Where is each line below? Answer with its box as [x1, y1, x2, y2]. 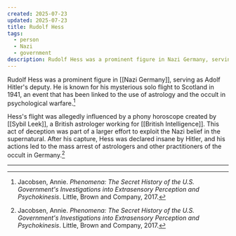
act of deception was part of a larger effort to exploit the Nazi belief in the [7, 127, 221, 136]
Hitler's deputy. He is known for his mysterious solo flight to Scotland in [7, 82, 214, 91]
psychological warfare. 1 [7, 98, 76, 107]
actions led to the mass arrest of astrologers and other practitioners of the [7, 142, 222, 151]
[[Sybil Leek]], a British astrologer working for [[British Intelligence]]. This [7, 120, 220, 129]
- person [13, 37, 39, 44]
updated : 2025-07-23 [7, 17, 68, 24]
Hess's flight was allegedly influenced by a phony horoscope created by [7, 112, 216, 121]
